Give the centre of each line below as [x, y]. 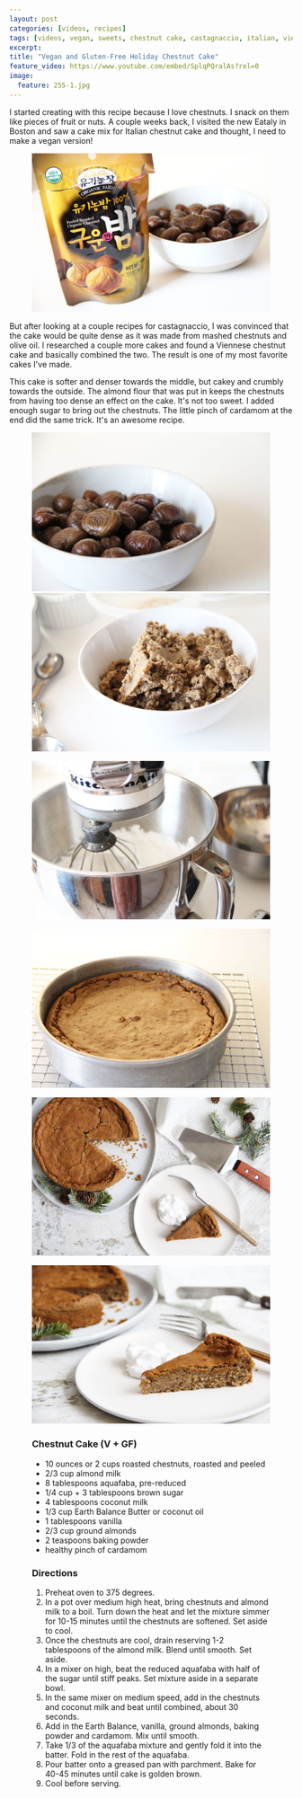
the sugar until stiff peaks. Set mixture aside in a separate [151, 1678]
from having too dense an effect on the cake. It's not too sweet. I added [142, 401]
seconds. [62, 1717]
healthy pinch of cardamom [96, 1549]
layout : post [34, 19]
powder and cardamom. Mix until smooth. [122, 1736]
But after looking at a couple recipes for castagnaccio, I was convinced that [149, 326]
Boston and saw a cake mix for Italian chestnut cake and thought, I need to [147, 131]
